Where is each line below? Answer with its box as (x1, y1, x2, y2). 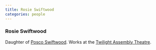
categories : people (5, 12, 46, 17)
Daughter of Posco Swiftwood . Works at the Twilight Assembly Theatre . (5, 39, 152, 45)
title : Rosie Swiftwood (5, 7, 54, 12)
